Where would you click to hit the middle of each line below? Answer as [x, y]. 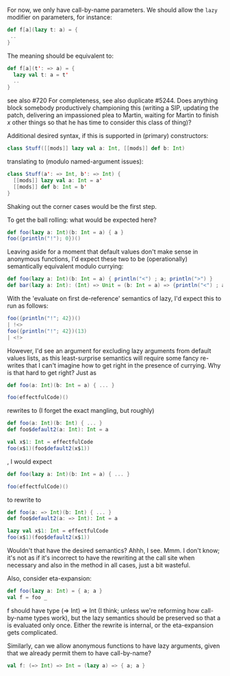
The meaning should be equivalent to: [61, 56]
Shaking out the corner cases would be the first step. [82, 206]
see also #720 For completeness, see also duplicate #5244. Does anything [113, 101]
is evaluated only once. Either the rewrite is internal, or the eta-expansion [110, 625]
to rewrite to [24, 499]
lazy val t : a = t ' [41, 75]
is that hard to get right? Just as [52, 372]
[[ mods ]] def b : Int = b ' [50, 187]
